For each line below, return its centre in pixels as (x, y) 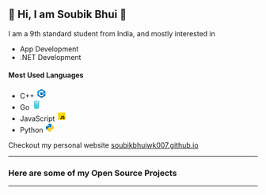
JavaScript (37, 118)
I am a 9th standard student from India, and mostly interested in (112, 33)
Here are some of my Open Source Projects (93, 173)
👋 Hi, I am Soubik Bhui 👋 (67, 15)
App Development (49, 49)
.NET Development (50, 57)
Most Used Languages (46, 75)
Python (31, 130)
